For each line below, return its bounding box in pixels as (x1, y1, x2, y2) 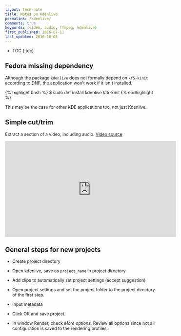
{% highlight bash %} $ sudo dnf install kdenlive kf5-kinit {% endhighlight (5, 89, 154, 95)
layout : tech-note (5, 7, 42, 12)
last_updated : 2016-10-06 (5, 35, 58, 40)
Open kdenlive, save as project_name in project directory (12, 268, 126, 274)
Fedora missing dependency (5, 62, 94, 70)
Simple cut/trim (5, 118, 54, 127)
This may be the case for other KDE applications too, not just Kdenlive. (5, 104, 147, 110)
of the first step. (12, 292, 45, 298)
